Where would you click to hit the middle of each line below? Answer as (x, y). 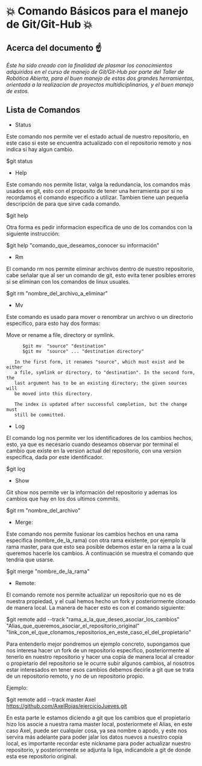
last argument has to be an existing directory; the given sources (101, 383)
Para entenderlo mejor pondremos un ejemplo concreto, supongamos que (98, 644)
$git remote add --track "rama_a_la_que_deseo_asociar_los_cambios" (93, 619)
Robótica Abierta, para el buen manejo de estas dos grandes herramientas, (100, 78)
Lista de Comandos (43, 110)
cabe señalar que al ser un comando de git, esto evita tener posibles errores (101, 275)
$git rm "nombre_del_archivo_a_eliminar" (57, 293)
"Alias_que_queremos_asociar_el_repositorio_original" (73, 626)
